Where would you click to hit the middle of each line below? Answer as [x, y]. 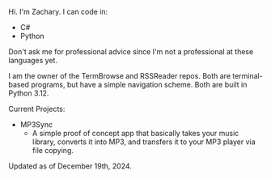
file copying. [53, 150]
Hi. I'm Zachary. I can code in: [58, 12]
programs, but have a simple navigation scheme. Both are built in [139, 85]
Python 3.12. [29, 93]
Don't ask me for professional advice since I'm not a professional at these [131, 51]
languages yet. [33, 60]
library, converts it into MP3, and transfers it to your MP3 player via [144, 142]
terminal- [247, 76]
